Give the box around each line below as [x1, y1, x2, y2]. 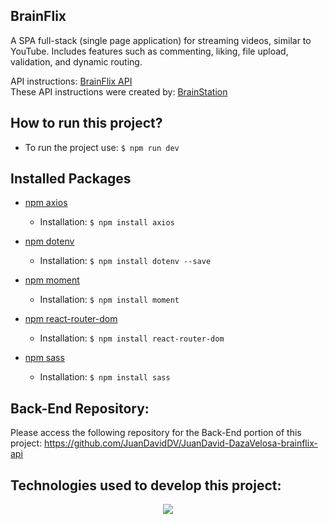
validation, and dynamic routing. [10, 55, 143, 68]
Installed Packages [10, 170, 132, 188]
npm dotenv [24, 235, 75, 248]
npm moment [24, 274, 80, 286]
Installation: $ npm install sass [39, 371, 171, 383]
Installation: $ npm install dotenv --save [39, 255, 212, 267]
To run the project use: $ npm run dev [24, 141, 180, 153]
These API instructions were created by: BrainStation [10, 85, 228, 98]
